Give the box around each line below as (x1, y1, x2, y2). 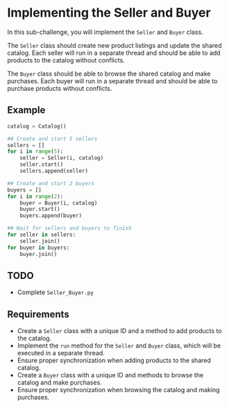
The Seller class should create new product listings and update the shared (7, 41, 222, 49)
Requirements (7, 308, 69, 320)
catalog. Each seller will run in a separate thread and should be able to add (7, 49, 221, 57)
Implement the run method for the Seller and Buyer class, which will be (17, 341, 221, 350)
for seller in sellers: (7, 231, 76, 238)
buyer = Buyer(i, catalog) (19, 199, 98, 206)
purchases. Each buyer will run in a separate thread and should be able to (7, 76, 218, 85)
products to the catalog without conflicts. (7, 56, 125, 64)
